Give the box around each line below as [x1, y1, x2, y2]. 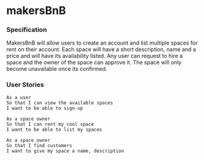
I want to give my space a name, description [6, 148, 124, 154]
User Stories [6, 81, 45, 89]
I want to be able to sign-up [6, 105, 84, 111]
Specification [6, 26, 47, 34]
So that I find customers [6, 142, 72, 148]
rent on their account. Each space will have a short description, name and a [6, 46, 197, 53]
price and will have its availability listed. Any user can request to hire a [6, 53, 183, 60]
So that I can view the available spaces [6, 100, 114, 106]
